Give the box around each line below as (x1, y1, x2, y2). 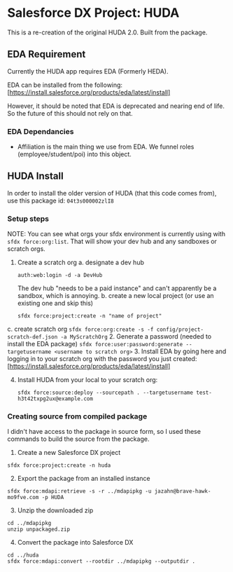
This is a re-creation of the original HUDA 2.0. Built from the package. (7, 28, 208, 36)
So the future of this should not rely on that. (7, 109, 133, 117)
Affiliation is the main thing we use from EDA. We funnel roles (17, 142, 195, 151)
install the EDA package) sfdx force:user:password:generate (7, 340, 183, 348)
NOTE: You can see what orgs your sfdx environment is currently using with (7, 230, 226, 238)
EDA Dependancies (7, 126, 74, 136)
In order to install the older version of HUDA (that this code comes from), (7, 189, 217, 197)
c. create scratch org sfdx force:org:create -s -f (7, 325, 154, 334)
